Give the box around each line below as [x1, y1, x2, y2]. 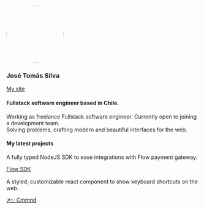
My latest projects [6, 140, 54, 147]
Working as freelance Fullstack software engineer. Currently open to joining [6, 112, 197, 120]
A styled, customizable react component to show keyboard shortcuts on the [6, 178, 198, 185]
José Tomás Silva [6, 71, 60, 79]
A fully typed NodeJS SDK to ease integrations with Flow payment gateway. [6, 153, 198, 161]
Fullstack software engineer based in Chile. [6, 99, 119, 106]
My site [6, 85, 25, 93]
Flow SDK [6, 165, 31, 172]
